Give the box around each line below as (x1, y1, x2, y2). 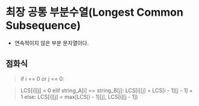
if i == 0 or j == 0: (20, 75, 65, 82)
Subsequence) (5, 19, 81, 33)
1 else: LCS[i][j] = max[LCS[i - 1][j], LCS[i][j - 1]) (20, 93, 138, 100)
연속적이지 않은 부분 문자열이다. (14, 39, 89, 46)
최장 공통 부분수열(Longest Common (5, 5, 183, 19)
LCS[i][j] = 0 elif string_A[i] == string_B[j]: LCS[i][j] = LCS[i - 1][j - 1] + (20, 87, 194, 94)
